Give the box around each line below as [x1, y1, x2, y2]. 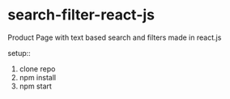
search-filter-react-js [7, 6, 155, 24]
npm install [19, 72, 57, 82]
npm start [19, 81, 52, 91]
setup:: [7, 48, 32, 58]
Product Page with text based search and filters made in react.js [7, 32, 222, 42]
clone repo [19, 63, 56, 74]
